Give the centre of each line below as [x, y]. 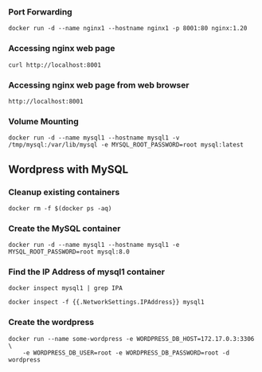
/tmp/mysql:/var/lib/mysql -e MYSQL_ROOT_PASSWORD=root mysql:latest [126, 145]
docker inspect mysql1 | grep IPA [66, 288]
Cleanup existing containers [64, 192]
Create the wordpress [51, 323]
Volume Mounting [44, 121]
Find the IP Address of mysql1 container [87, 272]
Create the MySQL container [65, 228]
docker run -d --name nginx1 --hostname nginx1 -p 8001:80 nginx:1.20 [128, 29]
